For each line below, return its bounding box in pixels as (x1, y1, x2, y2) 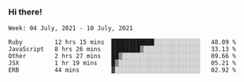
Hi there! (8, 6, 43, 18)
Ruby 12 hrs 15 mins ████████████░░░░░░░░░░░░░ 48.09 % (8, 38, 237, 46)
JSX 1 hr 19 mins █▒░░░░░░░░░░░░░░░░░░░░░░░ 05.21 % (8, 59, 237, 68)
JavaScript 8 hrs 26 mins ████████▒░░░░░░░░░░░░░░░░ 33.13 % (8, 45, 237, 53)
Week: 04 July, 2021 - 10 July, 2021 (8, 25, 134, 33)
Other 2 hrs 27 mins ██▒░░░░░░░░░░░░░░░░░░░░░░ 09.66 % (8, 53, 237, 61)
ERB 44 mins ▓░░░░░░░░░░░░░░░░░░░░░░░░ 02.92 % (8, 66, 237, 74)
